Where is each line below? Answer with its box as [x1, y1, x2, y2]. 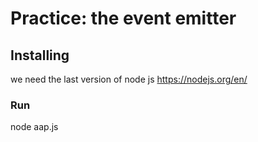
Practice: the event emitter [10, 7, 237, 30]
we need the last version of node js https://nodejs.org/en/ [10, 73, 248, 85]
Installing [10, 47, 70, 64]
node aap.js [10, 121, 59, 133]
